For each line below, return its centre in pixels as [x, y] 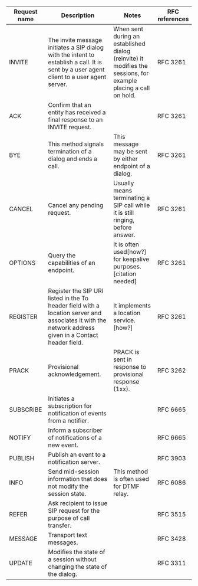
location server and [75, 313]
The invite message [75, 40]
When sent [128, 29]
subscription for [70, 406]
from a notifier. [69, 420]
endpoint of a [132, 166]
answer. [124, 235]
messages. [63, 542]
